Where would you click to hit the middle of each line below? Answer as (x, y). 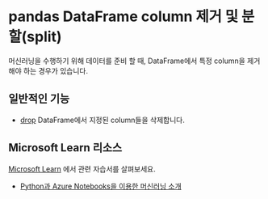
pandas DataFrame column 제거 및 (124, 17)
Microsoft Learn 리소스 (65, 148)
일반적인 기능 (39, 99)
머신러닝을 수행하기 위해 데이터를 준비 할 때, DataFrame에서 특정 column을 (127, 61)
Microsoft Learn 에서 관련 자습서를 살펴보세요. (82, 169)
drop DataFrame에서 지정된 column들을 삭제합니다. (103, 120)
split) (44, 37)
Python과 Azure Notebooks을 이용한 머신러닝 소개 (100, 186)
